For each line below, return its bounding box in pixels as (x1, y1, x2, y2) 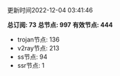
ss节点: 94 (17, 53, 48, 61)
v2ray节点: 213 (17, 44, 60, 52)
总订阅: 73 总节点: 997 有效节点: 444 (7, 21, 113, 29)
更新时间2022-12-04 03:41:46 (7, 6, 94, 14)
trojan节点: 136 (17, 35, 60, 44)
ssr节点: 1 (17, 61, 45, 69)
